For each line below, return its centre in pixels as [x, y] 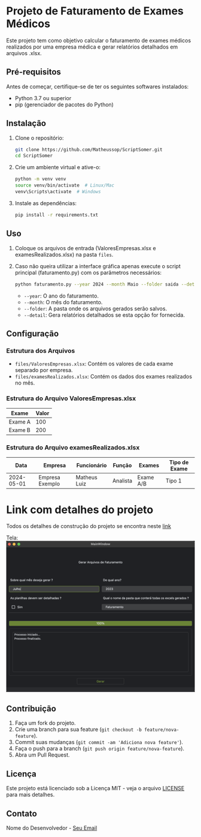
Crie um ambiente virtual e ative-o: [57, 167]
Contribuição [31, 708]
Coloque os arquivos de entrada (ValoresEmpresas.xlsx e [86, 248]
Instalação [26, 123]
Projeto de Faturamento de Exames [95, 11]
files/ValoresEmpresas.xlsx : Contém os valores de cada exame [94, 364]
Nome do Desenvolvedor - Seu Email [52, 828]
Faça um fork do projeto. [45, 723]
